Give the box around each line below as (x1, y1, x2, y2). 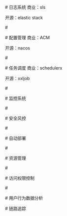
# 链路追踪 (5, 206, 26, 211)
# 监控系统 (5, 95, 26, 101)
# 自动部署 (5, 135, 26, 141)
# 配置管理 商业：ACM (5, 35, 50, 40)
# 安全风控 (5, 115, 26, 121)
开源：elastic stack (5, 15, 43, 21)
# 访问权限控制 (5, 175, 35, 181)
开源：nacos (5, 45, 30, 51)
